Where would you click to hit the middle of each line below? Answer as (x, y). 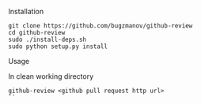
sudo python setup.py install (58, 46)
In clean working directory (51, 76)
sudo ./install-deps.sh (47, 39)
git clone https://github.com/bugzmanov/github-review (100, 26)
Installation (26, 11)
